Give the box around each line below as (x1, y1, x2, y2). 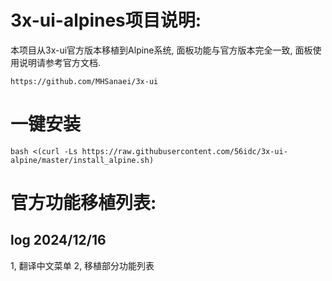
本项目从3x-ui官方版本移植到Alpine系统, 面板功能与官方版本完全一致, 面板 (10, 44, 313, 56)
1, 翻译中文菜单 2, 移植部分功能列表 (10, 259, 155, 271)
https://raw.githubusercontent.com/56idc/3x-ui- (81, 146, 288, 156)
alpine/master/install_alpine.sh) (10, 155, 155, 165)
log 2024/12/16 (10, 232, 107, 249)
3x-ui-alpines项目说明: (10, 9, 202, 32)
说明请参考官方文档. (18, 56, 102, 68)
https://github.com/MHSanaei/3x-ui (10, 76, 159, 86)
